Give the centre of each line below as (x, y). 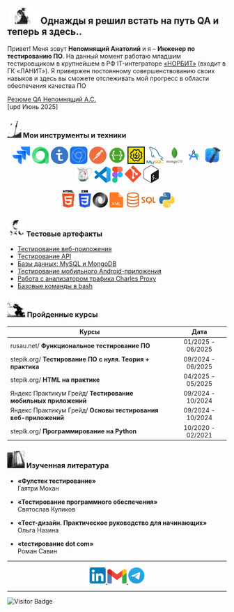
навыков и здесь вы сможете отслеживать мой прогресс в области (108, 78)
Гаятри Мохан (38, 488)
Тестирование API (44, 256)
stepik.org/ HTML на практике (55, 380)
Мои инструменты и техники (75, 135)
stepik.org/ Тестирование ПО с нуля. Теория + (80, 359)
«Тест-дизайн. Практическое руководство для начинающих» (112, 523)
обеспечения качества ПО (47, 85)
